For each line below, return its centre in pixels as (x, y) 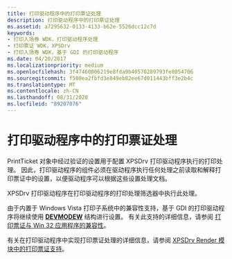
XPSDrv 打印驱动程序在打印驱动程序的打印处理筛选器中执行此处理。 (104, 193)
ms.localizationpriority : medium (55, 65)
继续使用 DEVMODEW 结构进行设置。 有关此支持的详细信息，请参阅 (116, 217)
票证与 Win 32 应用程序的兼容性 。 (61, 225)
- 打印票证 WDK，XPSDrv (39, 46)
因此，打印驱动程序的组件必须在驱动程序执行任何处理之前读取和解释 (118, 169)
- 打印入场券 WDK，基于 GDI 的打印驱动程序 (63, 53)
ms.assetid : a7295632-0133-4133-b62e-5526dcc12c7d (82, 26)
